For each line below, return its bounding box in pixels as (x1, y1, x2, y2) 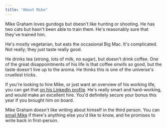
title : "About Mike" (5, 7, 48, 12)
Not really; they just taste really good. (5, 46, 82, 52)
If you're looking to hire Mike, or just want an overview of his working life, (5, 81, 156, 87)
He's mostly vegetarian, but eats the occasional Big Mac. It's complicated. (5, 41, 158, 47)
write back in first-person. (5, 117, 59, 123)
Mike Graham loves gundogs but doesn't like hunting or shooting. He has (5, 21, 155, 27)
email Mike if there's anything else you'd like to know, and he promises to (5, 112, 156, 118)
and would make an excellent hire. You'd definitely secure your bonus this (5, 92, 157, 98)
